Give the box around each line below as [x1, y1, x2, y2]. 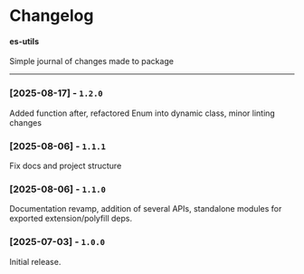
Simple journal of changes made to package [9, 56, 175, 67]
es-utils [9, 35, 40, 46]
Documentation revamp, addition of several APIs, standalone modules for [9, 203, 282, 214]
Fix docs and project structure [9, 160, 122, 171]
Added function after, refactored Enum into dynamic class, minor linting [9, 108, 276, 118]
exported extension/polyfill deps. [9, 213, 133, 224]
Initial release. [9, 256, 62, 267]
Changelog [9, 5, 94, 26]
